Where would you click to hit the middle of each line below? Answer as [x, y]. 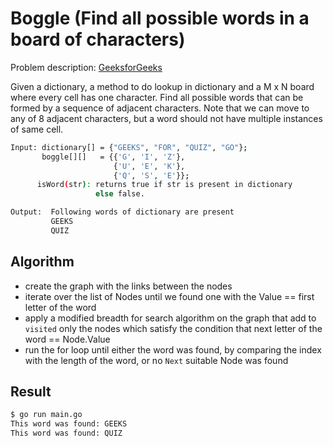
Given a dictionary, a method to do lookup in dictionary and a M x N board [162, 86]
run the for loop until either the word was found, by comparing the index [173, 349]
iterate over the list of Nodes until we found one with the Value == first [169, 296]
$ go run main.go [46, 415]
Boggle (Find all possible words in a [160, 18]
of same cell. [37, 129]
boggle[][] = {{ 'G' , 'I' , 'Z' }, [113, 157]
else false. [120, 194]
